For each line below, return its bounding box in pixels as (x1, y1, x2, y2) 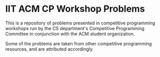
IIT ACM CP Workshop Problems (5, 3, 145, 15)
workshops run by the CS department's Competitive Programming (5, 25, 145, 31)
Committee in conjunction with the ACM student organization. (5, 31, 135, 37)
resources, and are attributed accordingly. (5, 46, 94, 52)
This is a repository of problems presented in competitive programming (5, 20, 155, 26)
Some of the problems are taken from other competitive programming (5, 40, 152, 46)
